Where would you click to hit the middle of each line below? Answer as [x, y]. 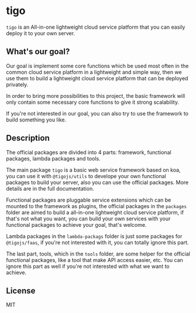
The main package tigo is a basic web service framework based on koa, [93, 170]
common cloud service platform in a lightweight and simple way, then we [94, 72]
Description [28, 138]
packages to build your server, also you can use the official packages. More [97, 182]
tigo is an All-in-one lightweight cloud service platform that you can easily [96, 27]
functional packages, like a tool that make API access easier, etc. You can [94, 260]
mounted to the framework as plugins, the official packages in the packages [97, 206]
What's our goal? [38, 52]
